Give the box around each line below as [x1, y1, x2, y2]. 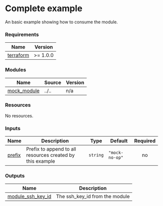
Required [134, 137, 156, 144]
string [88, 153, 104, 158]
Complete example [5, 3, 82, 14]
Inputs [5, 125, 21, 132]
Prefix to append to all [26, 146, 76, 153]
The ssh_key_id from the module [56, 193, 130, 200]
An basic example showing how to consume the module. [5, 19, 118, 25]
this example [26, 158, 55, 165]
